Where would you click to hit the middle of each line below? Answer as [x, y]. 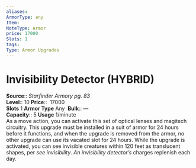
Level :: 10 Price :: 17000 [36, 102]
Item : [13, 22]
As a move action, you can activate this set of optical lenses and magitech [97, 121]
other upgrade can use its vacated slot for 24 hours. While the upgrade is [96, 140]
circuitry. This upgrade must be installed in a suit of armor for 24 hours [92, 127]
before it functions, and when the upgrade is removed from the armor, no [95, 133]
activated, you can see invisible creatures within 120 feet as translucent [93, 146]
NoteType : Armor [26, 28]
